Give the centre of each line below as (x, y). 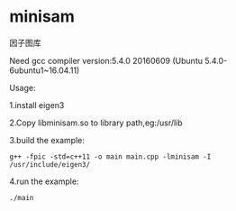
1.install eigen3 (37, 105)
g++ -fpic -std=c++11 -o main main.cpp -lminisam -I (110, 156)
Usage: (23, 87)
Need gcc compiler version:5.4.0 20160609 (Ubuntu (106, 60)
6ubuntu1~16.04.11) (45, 70)
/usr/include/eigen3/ (50, 164)
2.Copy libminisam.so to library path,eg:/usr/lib (96, 123)
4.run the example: (44, 181)
